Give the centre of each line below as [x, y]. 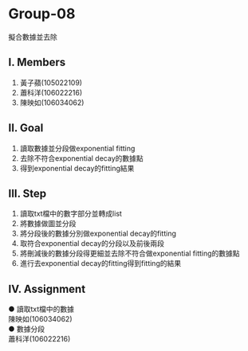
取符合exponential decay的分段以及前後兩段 [92, 244]
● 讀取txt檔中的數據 [41, 309]
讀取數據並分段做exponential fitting [77, 148]
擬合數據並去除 [33, 37]
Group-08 [42, 14]
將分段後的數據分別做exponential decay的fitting [98, 234]
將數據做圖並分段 [48, 224]
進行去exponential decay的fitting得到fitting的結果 [100, 263]
